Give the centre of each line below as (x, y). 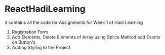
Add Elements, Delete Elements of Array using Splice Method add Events (86, 37)
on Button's (23, 42)
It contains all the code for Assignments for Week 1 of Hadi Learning (74, 22)
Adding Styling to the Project (41, 47)
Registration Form (30, 32)
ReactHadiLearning (45, 9)
